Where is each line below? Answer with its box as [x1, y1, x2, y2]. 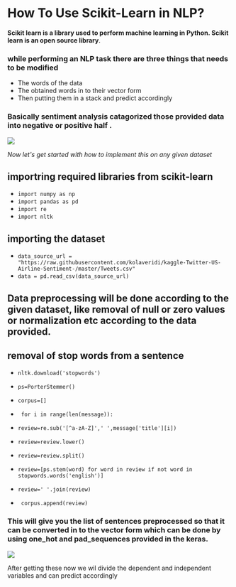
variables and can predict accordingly [7, 571, 118, 580]
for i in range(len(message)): [21, 411, 113, 419]
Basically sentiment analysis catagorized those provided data [7, 112, 225, 122]
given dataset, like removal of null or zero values [7, 303, 225, 316]
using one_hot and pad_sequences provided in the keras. [7, 534, 209, 544]
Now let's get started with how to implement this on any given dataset [7, 150, 213, 158]
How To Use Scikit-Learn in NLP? [7, 5, 205, 21]
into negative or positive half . [7, 121, 112, 131]
